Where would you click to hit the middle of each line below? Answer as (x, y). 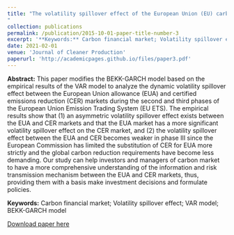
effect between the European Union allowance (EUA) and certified (102, 93)
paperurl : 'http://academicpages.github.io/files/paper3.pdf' (99, 59)
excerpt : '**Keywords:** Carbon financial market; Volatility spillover (115, 40)
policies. (19, 189)
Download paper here (38, 224)
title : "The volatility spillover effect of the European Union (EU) (110, 14)
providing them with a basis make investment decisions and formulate (107, 182)
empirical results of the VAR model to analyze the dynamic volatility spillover (117, 86)
